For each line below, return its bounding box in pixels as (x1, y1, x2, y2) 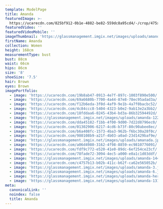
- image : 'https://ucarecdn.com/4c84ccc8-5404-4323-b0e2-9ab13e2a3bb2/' (9, 106, 160, 112)
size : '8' (5, 70, 25, 75)
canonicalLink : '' (9, 187, 47, 192)
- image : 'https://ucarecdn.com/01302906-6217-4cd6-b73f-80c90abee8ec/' (9, 124, 160, 129)
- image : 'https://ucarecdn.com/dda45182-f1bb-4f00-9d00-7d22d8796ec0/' (9, 120, 160, 125)
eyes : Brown (5, 83, 29, 89)
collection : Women (5, 43, 42, 48)
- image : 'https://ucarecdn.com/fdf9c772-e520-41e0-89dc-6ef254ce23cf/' (9, 147, 160, 152)
